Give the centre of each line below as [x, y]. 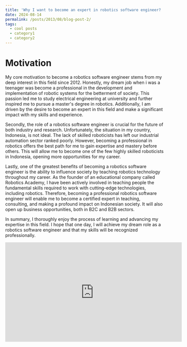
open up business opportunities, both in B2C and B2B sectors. [70, 209]
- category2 [22, 38]
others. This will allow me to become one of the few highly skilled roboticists [84, 151]
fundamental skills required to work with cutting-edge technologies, [76, 188]
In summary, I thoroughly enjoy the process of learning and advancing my [82, 219]
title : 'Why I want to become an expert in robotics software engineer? [83, 10]
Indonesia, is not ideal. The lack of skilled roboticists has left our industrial [82, 135]
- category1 [22, 33]
